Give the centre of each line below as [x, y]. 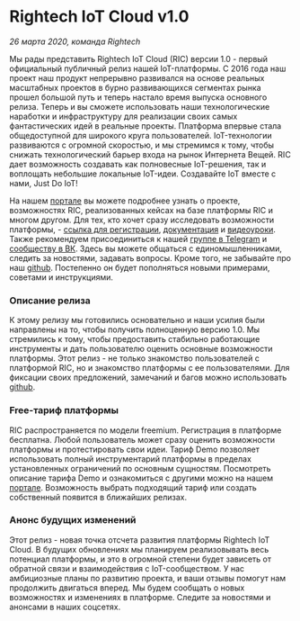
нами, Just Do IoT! [44, 183]
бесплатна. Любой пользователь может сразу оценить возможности [142, 439]
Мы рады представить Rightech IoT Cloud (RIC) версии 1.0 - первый [138, 58]
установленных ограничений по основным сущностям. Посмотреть [140, 468]
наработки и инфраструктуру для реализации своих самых [124, 116]
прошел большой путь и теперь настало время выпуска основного [138, 97]
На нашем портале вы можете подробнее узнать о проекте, [125, 201]
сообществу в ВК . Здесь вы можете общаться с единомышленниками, [146, 248]
